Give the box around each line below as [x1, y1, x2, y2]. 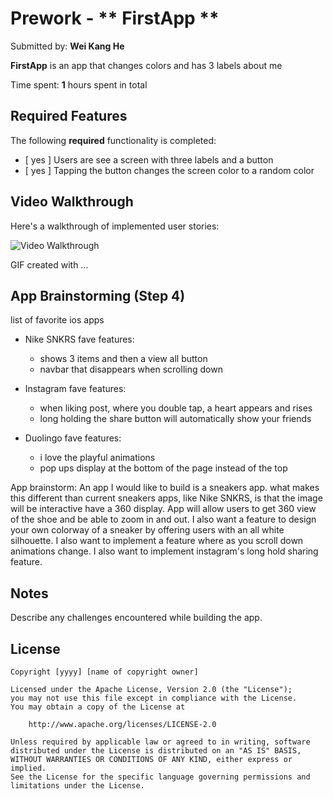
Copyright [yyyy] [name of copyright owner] [10, 667, 199, 677]
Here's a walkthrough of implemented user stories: [10, 220, 220, 232]
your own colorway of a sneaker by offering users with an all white [10, 524, 285, 536]
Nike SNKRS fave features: [24, 333, 135, 346]
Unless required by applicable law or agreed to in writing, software [10, 737, 311, 747]
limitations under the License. [10, 781, 145, 791]
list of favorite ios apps [10, 314, 105, 326]
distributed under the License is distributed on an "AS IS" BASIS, [10, 746, 302, 756]
